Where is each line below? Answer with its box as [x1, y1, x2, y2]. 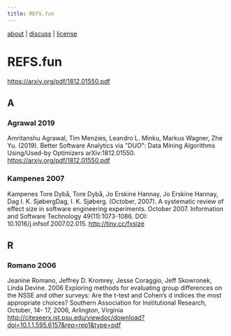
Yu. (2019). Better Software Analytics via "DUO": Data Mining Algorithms [7, 141, 216, 150]
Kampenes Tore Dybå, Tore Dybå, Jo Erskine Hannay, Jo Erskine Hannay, [7, 189, 218, 198]
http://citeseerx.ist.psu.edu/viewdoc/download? [7, 314, 145, 322]
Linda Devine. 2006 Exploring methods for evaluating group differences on [7, 284, 223, 292]
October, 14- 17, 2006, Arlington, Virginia [7, 306, 124, 314]
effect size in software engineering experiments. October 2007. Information [7, 204, 224, 213]
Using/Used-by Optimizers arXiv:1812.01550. [7, 149, 136, 157]
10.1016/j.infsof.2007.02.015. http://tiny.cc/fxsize [7, 219, 145, 228]
